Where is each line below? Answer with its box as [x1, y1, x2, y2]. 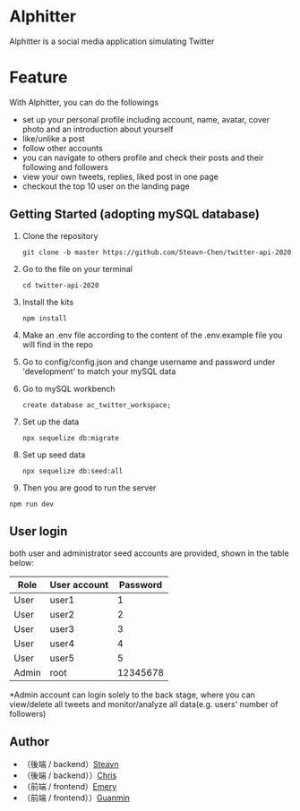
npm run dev [9, 499, 54, 508]
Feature [9, 67, 68, 88]
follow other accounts [21, 142, 103, 153]
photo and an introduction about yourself [21, 124, 174, 134]
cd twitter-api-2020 [21, 280, 99, 290]
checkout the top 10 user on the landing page [21, 181, 190, 192]
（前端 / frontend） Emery [21, 781, 117, 792]
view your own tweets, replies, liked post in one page [21, 171, 219, 182]
